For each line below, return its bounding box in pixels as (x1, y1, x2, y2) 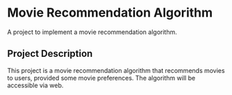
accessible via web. (7, 81, 64, 89)
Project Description (7, 48, 93, 60)
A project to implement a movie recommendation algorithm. (7, 28, 177, 36)
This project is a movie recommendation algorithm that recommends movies (7, 66, 225, 74)
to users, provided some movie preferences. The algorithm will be (7, 74, 196, 82)
